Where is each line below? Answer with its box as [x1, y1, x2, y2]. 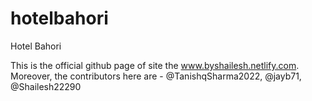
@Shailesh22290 [10, 80, 82, 92]
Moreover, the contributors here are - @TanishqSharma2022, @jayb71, [10, 70, 302, 82]
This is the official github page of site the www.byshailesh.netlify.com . [10, 59, 300, 71]
